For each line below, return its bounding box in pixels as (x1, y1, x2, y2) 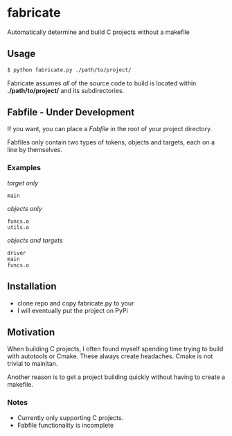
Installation (7, 280, 57, 292)
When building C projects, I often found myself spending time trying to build (7, 345, 224, 353)
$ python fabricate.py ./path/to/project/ (7, 66, 132, 74)
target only (7, 178, 39, 187)
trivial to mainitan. (7, 360, 58, 368)
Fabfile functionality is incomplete (17, 421, 114, 429)
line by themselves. (7, 146, 62, 154)
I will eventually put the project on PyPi (17, 306, 128, 315)
